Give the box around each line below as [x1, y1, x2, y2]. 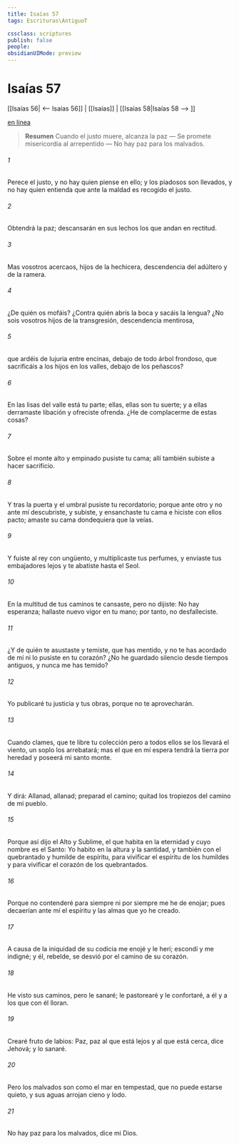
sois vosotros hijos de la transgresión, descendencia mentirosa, [7, 315, 195, 325]
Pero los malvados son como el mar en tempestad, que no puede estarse [7, 1083, 223, 1091]
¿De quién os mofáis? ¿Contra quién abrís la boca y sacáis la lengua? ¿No [7, 308, 224, 317]
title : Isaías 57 [7, 10, 59, 18]
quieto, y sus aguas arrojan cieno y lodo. [7, 1090, 127, 1099]
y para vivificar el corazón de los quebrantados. [7, 860, 148, 869]
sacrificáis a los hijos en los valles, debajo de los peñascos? [7, 362, 184, 370]
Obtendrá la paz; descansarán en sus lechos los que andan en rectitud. [7, 224, 218, 233]
